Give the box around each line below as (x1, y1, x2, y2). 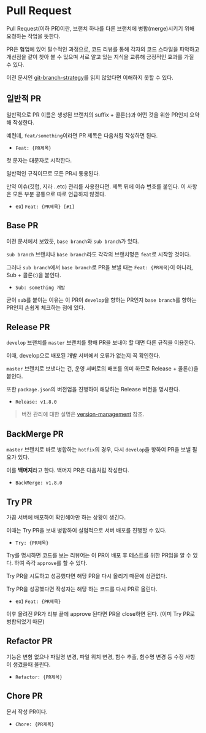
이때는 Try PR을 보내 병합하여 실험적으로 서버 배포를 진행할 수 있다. (6, 527, 167, 534)
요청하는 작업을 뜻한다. (6, 32, 61, 40)
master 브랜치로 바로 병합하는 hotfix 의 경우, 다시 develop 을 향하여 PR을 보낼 (6, 446, 191, 453)
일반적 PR (6, 93, 42, 104)
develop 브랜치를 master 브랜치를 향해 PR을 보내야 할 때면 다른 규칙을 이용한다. (6, 339, 196, 347)
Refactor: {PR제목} (15, 674, 63, 680)
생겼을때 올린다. (12, 661, 51, 668)
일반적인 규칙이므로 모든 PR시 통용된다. (6, 169, 100, 177)
